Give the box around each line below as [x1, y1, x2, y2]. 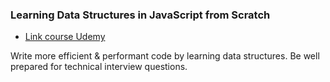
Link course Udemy [24, 31, 106, 43]
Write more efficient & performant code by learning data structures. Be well [10, 50, 320, 62]
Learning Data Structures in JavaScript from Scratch [10, 8, 271, 22]
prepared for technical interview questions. [10, 61, 188, 73]
